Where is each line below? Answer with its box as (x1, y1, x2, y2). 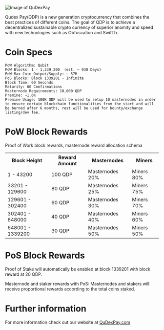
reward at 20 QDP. (5, 271, 42, 277)
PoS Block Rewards (5, 250, 85, 261)
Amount (58, 160, 77, 167)
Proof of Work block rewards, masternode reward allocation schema (5, 142, 143, 148)
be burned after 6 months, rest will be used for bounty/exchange (5, 106, 143, 110)
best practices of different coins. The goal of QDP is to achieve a (5, 20, 135, 25)
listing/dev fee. (5, 110, 41, 115)
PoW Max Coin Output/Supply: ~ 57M (5, 71, 78, 76)
